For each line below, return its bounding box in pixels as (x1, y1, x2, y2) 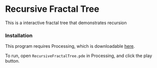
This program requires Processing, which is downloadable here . (5, 43, 135, 49)
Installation (5, 32, 33, 39)
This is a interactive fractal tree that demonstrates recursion (5, 20, 127, 26)
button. (5, 58, 20, 64)
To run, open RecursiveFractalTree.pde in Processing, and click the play (5, 53, 152, 59)
